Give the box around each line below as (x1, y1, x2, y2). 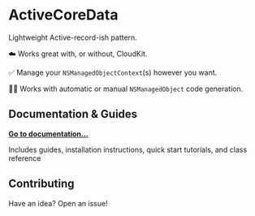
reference (8, 153, 41, 163)
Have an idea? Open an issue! (8, 198, 108, 208)
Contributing (8, 177, 75, 191)
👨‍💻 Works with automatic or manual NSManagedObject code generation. (8, 84, 244, 93)
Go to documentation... (8, 128, 89, 139)
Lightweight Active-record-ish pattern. (8, 32, 138, 42)
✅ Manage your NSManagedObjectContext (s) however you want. (8, 67, 218, 77)
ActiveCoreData (8, 6, 119, 24)
